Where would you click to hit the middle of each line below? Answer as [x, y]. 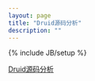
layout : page [30, 15]
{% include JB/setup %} [47, 53]
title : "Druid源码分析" [45, 23]
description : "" [35, 30]
